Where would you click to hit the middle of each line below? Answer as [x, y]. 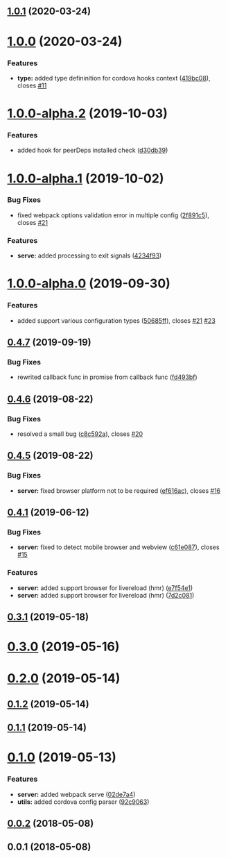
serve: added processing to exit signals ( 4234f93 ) [89, 255]
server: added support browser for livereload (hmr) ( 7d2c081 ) [106, 595]
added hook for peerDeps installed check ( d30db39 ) [93, 150]
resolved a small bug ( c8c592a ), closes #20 [80, 434]
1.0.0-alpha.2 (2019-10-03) [87, 113]
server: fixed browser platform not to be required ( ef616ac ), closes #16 [119, 490]
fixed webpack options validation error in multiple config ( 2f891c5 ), [113, 215]
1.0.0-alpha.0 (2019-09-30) [89, 284]
